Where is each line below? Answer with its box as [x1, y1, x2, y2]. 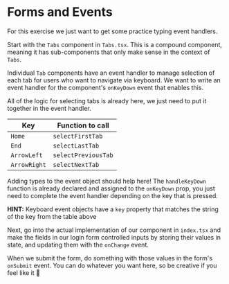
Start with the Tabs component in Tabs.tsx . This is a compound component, [7, 40, 223, 48]
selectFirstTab [53, 132, 103, 140]
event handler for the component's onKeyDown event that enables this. [7, 83, 204, 91]
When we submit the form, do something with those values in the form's [7, 254, 213, 262]
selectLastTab [53, 141, 100, 150]
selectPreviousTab [53, 151, 113, 159]
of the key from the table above [7, 212, 97, 220]
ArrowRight [10, 161, 46, 168]
